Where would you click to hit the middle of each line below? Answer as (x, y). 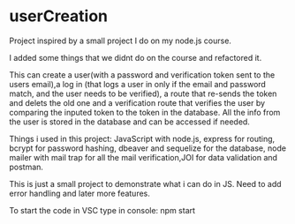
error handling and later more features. (79, 193)
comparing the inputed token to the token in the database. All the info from (145, 112)
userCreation (59, 16)
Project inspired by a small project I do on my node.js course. (121, 41)
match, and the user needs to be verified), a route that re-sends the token (143, 93)
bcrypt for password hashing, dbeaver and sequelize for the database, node (148, 148)
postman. (26, 167)
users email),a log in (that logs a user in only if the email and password (138, 84)
